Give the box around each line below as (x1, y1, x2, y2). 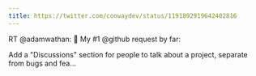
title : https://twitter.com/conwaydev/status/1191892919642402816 (8, 11, 237, 20)
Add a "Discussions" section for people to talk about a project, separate (8, 49, 249, 59)
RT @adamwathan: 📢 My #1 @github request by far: (8, 34, 181, 44)
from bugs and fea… (8, 58, 77, 68)
